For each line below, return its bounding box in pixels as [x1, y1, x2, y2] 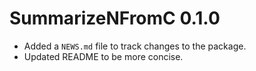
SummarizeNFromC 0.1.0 [9, 7, 221, 30]
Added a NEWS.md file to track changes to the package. [23, 40, 247, 52]
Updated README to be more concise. [23, 50, 184, 62]
